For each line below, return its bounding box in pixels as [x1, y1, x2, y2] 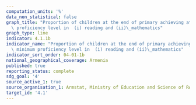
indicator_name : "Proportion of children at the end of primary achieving [6, 41, 192, 47]
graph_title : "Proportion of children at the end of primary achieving [6, 19, 184, 25]
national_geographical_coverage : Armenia [6, 57, 108, 63]
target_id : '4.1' [6, 90, 48, 96]
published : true [6, 62, 45, 69]
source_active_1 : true [6, 79, 61, 85]
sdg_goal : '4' [6, 73, 41, 79]
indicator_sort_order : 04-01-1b [6, 52, 85, 58]
